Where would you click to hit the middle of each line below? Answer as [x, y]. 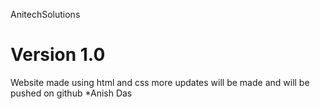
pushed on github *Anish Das [71, 93]
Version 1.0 [58, 55]
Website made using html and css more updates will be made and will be [160, 82]
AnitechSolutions [45, 14]
